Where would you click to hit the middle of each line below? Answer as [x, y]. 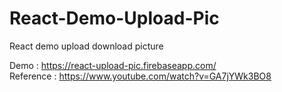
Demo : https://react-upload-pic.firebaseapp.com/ [113, 65]
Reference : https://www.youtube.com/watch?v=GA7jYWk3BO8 [140, 76]
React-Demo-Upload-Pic [114, 18]
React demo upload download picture [86, 46]
